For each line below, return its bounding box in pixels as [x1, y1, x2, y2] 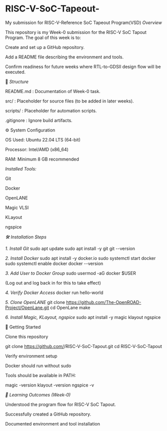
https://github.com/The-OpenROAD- [65, 299, 141, 305]
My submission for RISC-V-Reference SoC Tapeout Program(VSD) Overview [5, 19, 162, 25]
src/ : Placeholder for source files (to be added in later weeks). [5, 98, 134, 104]
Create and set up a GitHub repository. [5, 44, 85, 50]
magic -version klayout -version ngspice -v [5, 382, 94, 388]
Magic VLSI [5, 204, 29, 210]
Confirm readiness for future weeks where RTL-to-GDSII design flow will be [5, 63, 161, 69]
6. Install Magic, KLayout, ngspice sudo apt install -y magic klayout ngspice [5, 314, 161, 320]
